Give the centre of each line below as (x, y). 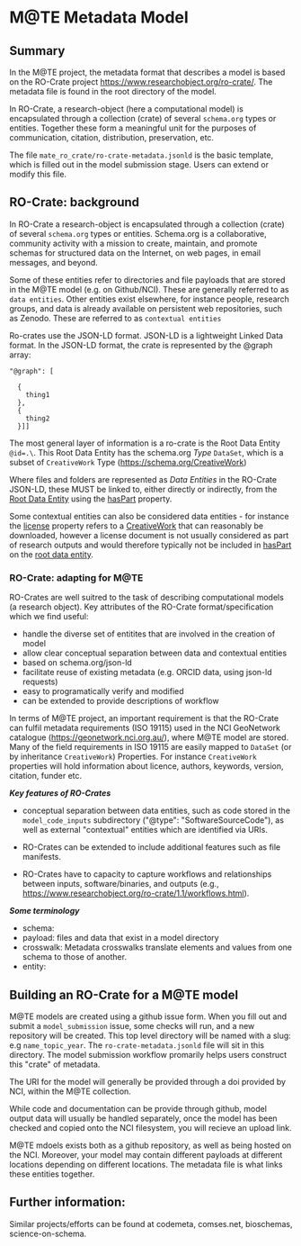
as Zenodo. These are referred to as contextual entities (115, 318)
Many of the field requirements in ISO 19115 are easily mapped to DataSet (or (150, 747)
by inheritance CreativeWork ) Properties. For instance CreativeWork (133, 757)
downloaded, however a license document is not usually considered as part (149, 535)
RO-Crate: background (75, 202)
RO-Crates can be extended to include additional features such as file (151, 847)
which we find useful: (49, 617)
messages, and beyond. (54, 262)
